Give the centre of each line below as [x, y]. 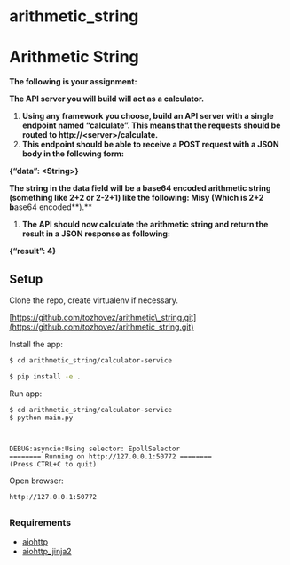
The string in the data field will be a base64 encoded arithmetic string [140, 188]
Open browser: [36, 481]
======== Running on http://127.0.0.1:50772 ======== [111, 456]
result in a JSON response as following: [96, 234]
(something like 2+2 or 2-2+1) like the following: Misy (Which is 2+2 [137, 198]
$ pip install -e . [45, 376]
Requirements [40, 523]
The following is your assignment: [73, 82]
